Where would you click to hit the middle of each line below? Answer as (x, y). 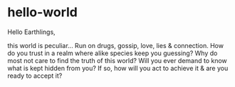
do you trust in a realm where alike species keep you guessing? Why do (113, 53)
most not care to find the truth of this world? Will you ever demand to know (117, 60)
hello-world (43, 12)
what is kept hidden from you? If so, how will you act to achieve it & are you (118, 68)
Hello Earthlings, (31, 32)
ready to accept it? (35, 76)
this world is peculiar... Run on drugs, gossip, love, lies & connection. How (116, 45)
